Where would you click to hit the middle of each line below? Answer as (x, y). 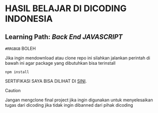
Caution (13, 90)
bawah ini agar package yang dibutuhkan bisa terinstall (60, 63)
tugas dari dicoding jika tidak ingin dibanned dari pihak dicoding (69, 105)
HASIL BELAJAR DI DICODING (66, 9)
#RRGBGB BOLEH (20, 48)
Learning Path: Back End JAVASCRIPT (64, 37)
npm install (17, 72)
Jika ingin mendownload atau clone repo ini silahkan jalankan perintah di (78, 58)
